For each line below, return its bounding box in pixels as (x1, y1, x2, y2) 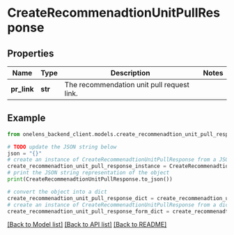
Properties (7, 47, 54, 59)
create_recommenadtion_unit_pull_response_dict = (7, 195, 155, 202)
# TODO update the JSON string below (7, 143, 117, 151)
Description (110, 68, 150, 77)
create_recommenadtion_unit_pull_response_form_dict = (7, 208, 170, 215)
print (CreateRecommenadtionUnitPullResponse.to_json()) (7, 176, 173, 183)
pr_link (10, 84, 34, 93)
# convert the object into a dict (7, 188, 108, 195)
